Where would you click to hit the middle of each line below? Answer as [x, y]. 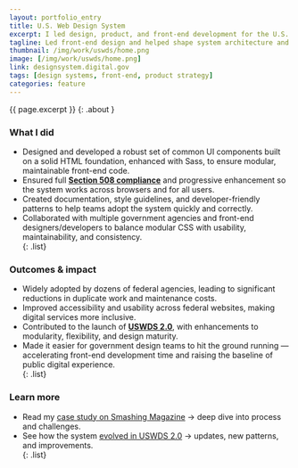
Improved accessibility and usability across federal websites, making [148, 308]
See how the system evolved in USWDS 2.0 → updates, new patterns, [150, 435]
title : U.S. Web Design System [67, 26]
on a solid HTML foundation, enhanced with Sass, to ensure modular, [149, 160]
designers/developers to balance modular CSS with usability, [134, 227]
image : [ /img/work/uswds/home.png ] [75, 59]
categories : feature [48, 84]
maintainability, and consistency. [82, 236]
